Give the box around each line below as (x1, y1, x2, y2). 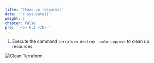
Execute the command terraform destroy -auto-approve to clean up (12, 38, 150, 44)
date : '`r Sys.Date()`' (5, 12, 53, 16)
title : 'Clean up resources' (5, 7, 64, 12)
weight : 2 (5, 16, 25, 21)
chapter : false (5, 20, 36, 26)
